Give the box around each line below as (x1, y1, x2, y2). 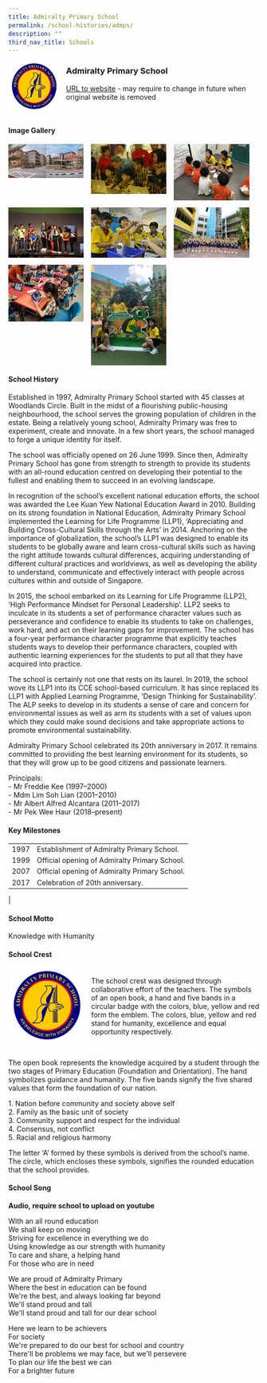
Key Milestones (8, 825, 61, 835)
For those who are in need (8, 1259, 94, 1268)
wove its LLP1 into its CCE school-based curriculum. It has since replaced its (8, 683, 259, 692)
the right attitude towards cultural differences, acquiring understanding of (8, 550, 250, 560)
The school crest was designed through (91, 975, 222, 985)
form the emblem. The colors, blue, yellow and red (91, 1010, 257, 1019)
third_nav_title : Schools (8, 38, 94, 46)
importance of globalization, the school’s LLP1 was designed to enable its (8, 533, 249, 542)
